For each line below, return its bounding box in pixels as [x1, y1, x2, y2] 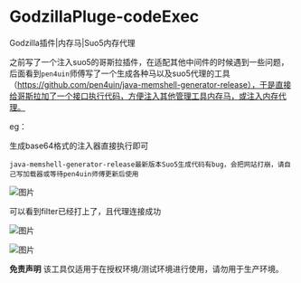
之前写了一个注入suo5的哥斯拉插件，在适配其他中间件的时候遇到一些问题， [9, 56, 289, 67]
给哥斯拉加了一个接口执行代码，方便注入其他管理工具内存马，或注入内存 [9, 90, 278, 101]
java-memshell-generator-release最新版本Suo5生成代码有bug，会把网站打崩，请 [9, 160, 285, 169]
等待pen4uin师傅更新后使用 [49, 169, 139, 178]
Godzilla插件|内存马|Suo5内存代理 [9, 37, 136, 48]
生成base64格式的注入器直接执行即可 [9, 140, 149, 151]
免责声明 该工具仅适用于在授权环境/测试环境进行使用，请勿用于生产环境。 [9, 263, 284, 274]
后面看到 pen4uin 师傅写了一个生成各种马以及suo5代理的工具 [9, 68, 230, 79]
